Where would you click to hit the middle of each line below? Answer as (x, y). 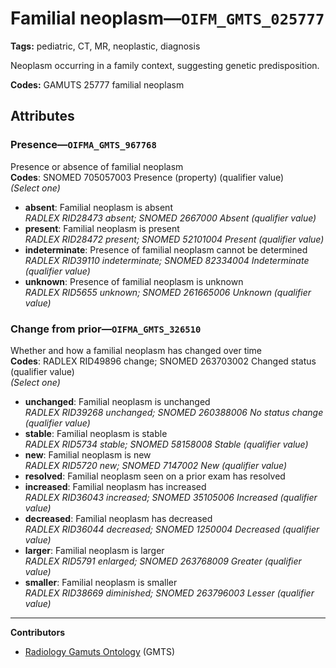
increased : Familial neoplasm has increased (115, 486)
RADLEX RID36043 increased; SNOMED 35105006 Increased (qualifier (171, 497)
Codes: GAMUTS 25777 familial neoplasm (97, 84)
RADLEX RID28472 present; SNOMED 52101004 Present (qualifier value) (174, 239)
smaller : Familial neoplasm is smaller (101, 582)
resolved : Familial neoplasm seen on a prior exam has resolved (155, 476)
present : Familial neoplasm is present (102, 228)
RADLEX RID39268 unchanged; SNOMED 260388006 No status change (174, 412)
